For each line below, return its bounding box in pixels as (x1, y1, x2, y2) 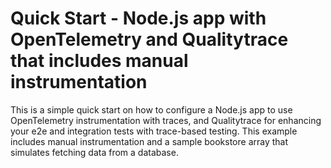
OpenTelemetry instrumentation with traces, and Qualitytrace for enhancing (10, 114, 322, 126)
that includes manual (10, 50, 189, 72)
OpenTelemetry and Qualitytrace (10, 28, 289, 51)
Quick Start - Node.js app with (10, 7, 267, 30)
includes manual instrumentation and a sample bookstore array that (10, 135, 289, 147)
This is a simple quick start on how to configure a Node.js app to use (10, 103, 293, 116)
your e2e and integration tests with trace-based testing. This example (10, 125, 298, 137)
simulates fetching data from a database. (10, 146, 179, 158)
